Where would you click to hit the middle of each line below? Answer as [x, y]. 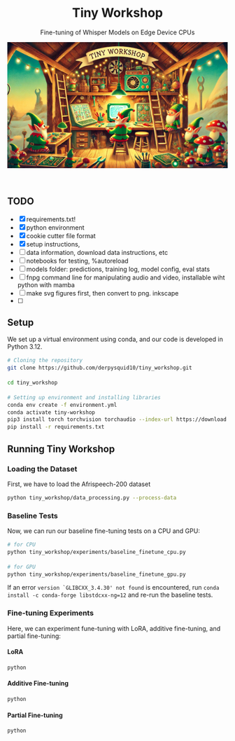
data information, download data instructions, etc [97, 252]
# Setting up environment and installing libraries [84, 397]
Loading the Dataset [42, 469]
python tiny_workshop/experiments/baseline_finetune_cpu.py [97, 552]
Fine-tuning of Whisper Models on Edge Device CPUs [117, 32]
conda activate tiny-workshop [51, 412]
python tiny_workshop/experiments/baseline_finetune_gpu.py [97, 574]
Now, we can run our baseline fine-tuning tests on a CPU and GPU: [104, 531]
